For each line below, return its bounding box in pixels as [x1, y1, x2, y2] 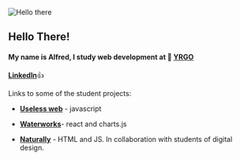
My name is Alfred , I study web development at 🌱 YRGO [8, 52, 194, 61]
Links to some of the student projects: [8, 88, 132, 98]
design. [19, 143, 45, 152]
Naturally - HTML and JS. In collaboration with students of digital [19, 134, 233, 143]
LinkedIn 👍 [8, 70, 45, 80]
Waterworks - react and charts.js [19, 119, 127, 128]
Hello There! [8, 30, 70, 43]
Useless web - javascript [19, 103, 102, 113]
